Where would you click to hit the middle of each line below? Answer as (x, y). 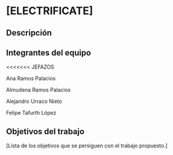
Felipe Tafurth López (31, 113)
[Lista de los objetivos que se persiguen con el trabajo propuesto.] (87, 146)
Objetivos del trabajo (45, 131)
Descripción (29, 33)
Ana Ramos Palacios (31, 79)
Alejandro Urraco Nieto (34, 101)
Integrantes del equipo (49, 52)
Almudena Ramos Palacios (38, 90)
